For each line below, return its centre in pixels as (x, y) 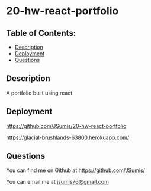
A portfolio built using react (39, 93)
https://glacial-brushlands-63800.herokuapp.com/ (68, 137)
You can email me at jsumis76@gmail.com (58, 182)
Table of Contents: (41, 33)
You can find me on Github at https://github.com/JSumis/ (75, 170)
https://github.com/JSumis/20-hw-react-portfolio (66, 126)
